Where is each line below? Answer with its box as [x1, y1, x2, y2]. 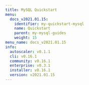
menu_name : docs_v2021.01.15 [5, 40, 66, 45]
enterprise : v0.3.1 [10, 63, 51, 68]
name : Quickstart [14, 26, 51, 31]
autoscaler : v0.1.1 [10, 49, 51, 54]
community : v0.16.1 [10, 58, 51, 63]
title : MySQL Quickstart [5, 7, 57, 12]
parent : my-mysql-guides [14, 30, 66, 35]
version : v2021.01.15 [10, 72, 55, 77]
